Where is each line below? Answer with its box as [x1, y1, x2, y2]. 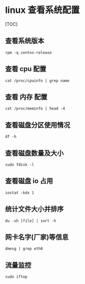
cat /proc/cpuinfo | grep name [5, 78, 70, 83]
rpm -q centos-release [5, 50, 52, 55]
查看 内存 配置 [5, 92, 47, 101]
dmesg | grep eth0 [5, 246, 43, 251]
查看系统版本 [5, 37, 44, 45]
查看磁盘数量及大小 [5, 149, 64, 157]
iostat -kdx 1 [5, 190, 35, 195]
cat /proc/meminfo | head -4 [5, 106, 65, 111]
